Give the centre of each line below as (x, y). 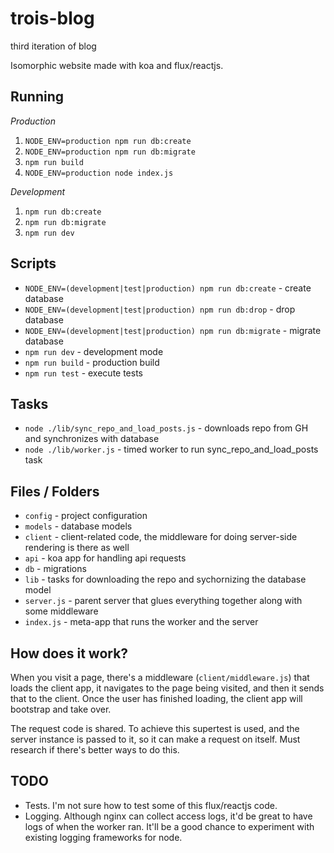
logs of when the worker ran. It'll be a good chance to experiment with (169, 826)
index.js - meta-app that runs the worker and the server (141, 622)
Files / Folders (55, 491)
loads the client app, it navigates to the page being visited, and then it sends (167, 688)
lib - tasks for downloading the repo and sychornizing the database (165, 579)
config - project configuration (86, 516)
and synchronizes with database (92, 439)
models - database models (78, 526)
